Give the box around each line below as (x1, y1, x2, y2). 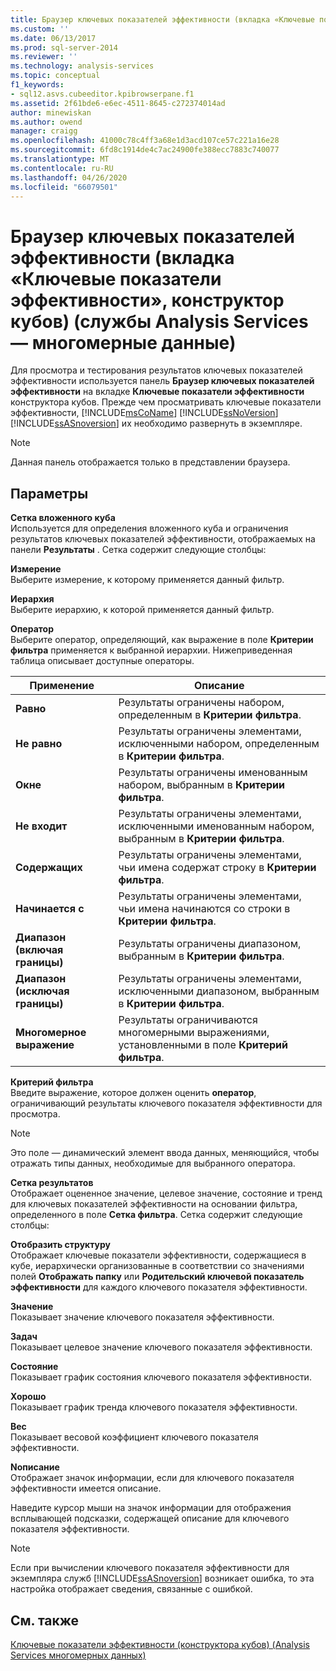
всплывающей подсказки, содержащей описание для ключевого (10, 1512, 290, 1525)
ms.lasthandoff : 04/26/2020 (10, 172, 128, 183)
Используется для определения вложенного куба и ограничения (10, 522, 289, 535)
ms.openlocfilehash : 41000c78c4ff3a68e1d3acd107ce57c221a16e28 (10, 136, 280, 146)
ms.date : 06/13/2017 (10, 33, 97, 43)
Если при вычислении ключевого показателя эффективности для (10, 1562, 290, 1574)
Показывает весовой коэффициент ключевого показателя (10, 1431, 259, 1443)
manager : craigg (10, 126, 78, 136)
